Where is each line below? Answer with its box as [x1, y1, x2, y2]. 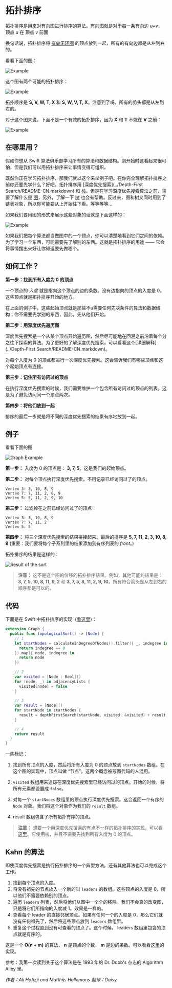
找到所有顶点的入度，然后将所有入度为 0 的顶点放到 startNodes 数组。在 [12, 762, 165, 768]
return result [14, 731, 45, 737]
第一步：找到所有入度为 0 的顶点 [5, 276, 74, 283]
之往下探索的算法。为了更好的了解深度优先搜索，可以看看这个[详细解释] [5, 339, 157, 345]
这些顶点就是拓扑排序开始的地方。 [5, 294, 77, 300]
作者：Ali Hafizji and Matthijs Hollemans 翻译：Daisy [5, 977, 117, 982]
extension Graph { [5, 627, 45, 632]
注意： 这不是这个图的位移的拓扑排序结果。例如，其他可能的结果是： [17, 572, 163, 578]
